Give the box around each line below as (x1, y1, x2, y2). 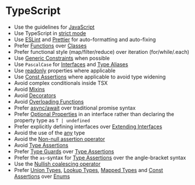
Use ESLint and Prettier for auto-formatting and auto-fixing (13, 36, 156, 43)
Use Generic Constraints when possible (13, 54, 110, 61)
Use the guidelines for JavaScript (13, 23, 95, 30)
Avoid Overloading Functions (13, 98, 84, 105)
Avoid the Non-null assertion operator (13, 135, 105, 142)
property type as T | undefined (13, 117, 90, 124)
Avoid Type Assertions (13, 142, 69, 149)
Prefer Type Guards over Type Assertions (13, 148, 115, 155)
